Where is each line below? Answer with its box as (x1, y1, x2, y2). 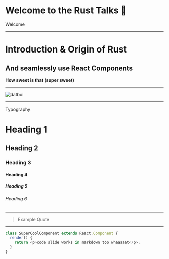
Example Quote (17, 216, 50, 222)
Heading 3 (5, 159, 31, 166)
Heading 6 (5, 196, 27, 201)
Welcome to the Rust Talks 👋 (5, 5, 127, 16)
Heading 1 (5, 124, 48, 135)
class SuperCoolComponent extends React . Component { (5, 231, 118, 236)
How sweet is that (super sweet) (5, 77, 74, 83)
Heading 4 (5, 172, 28, 178)
